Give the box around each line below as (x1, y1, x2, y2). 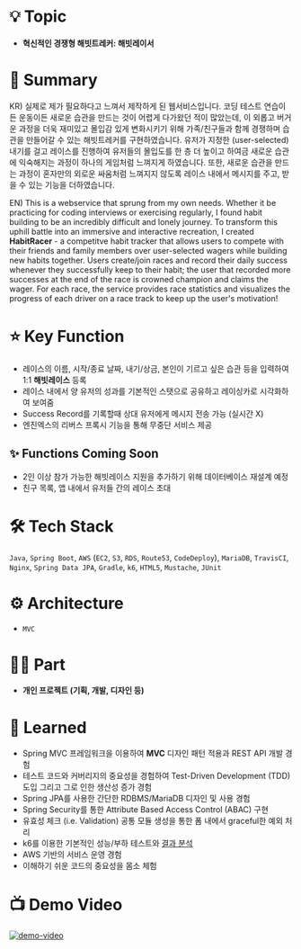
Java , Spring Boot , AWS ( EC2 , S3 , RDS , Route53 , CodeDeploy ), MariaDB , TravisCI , (9, 551, 289, 563)
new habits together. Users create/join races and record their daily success (9, 255, 288, 265)
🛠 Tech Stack (9, 515, 114, 536)
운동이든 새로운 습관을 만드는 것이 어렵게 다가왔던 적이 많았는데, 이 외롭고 (18, 112, 276, 122)
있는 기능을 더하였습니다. (28, 179, 115, 190)
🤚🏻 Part (9, 654, 66, 675)
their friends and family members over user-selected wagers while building (9, 245, 288, 255)
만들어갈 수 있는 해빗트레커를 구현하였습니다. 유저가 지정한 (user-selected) (25, 134, 289, 145)
